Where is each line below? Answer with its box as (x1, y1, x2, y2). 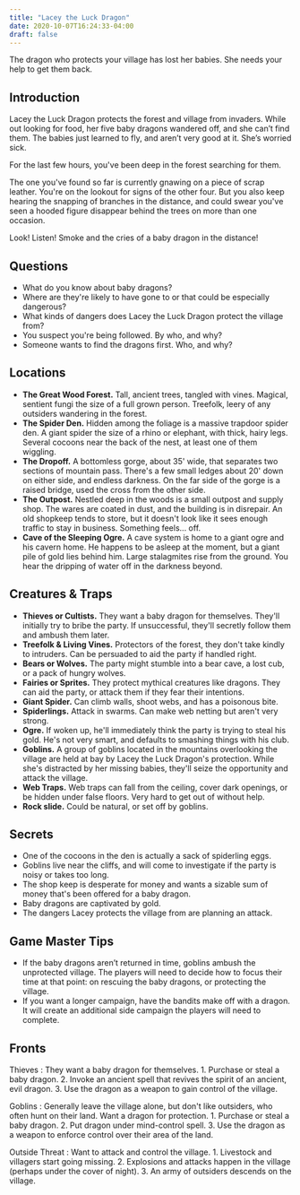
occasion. (9, 215, 46, 226)
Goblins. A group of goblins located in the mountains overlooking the (21, 743, 278, 754)
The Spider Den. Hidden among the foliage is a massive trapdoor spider (21, 418, 289, 429)
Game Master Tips (9, 933, 115, 948)
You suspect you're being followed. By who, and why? (21, 330, 222, 341)
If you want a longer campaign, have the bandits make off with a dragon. (21, 996, 291, 1007)
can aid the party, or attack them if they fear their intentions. (21, 687, 244, 697)
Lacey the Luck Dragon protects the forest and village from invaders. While (9, 114, 287, 125)
